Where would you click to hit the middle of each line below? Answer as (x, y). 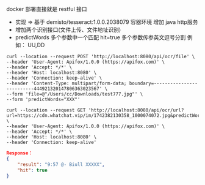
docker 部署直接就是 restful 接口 (47, 9)
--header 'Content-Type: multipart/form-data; (67, 83)
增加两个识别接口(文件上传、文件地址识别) (68, 30)
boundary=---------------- (164, 83)
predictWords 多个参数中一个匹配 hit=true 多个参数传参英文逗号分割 (100, 37)
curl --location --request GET (46, 110)
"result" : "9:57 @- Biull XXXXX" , (61, 164)
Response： (20, 153)
